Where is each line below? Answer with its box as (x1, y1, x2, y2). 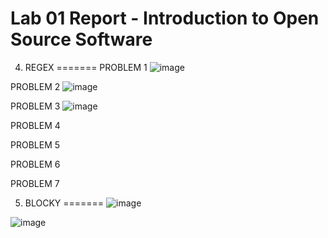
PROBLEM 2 (10, 80, 61, 92)
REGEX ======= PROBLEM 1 (24, 61, 148, 73)
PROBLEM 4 (10, 119, 61, 131)
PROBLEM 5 (10, 138, 61, 151)
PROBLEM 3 (10, 100, 61, 112)
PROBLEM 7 (10, 177, 60, 189)
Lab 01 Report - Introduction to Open (10, 7, 320, 30)
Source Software (10, 28, 153, 51)
